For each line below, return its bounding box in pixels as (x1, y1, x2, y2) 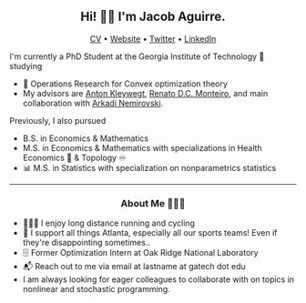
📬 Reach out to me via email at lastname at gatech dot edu (22, 261, 246, 272)
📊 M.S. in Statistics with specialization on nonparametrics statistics (22, 162, 277, 173)
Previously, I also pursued (9, 115, 107, 126)
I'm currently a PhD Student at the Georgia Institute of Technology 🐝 (9, 51, 265, 62)
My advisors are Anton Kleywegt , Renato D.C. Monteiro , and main (22, 87, 269, 98)
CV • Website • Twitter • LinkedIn (89, 33, 217, 44)
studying (9, 60, 43, 71)
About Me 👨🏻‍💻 (120, 197, 186, 209)
